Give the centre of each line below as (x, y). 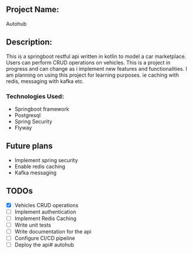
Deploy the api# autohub (44, 245)
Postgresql (27, 115)
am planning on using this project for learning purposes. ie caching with (93, 75)
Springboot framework (42, 109)
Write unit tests (33, 225)
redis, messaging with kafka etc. (45, 81)
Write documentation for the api (53, 231)
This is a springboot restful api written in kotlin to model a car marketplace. (96, 56)
